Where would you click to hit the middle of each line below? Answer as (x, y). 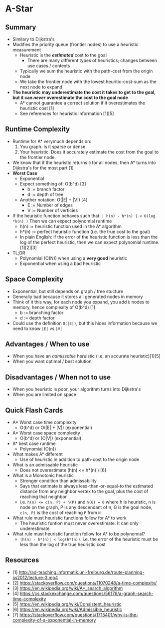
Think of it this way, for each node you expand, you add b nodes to (81, 302)
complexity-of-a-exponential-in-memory (54, 620)
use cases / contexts (49, 66)
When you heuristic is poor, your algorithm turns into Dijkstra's (77, 389)
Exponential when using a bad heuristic (60, 263)
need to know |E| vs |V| (37, 328)
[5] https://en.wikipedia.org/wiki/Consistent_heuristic (67, 604)
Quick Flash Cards (34, 410)
